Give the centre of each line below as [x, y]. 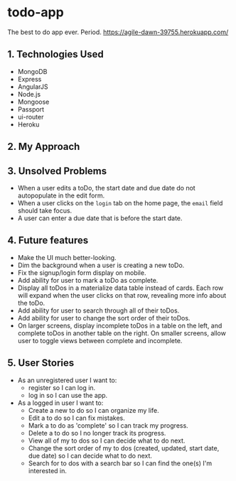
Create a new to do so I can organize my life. [94, 410]
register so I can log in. [62, 387]
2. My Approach [44, 147]
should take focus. [45, 210]
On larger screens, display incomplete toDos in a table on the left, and [120, 325]
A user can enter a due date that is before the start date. [100, 218]
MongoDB [32, 71]
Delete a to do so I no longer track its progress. [97, 433]
